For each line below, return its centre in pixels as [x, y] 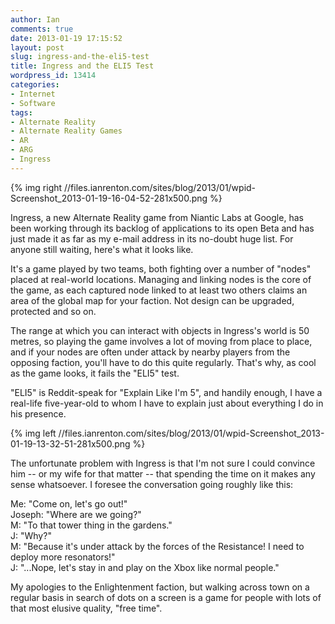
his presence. [38, 413]
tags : [21, 112]
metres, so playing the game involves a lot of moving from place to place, [161, 341]
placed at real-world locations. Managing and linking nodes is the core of [161, 279]
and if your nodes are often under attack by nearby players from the [150, 352]
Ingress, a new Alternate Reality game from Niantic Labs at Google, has [157, 217]
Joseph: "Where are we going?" [76, 514]
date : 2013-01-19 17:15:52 [66, 38]
